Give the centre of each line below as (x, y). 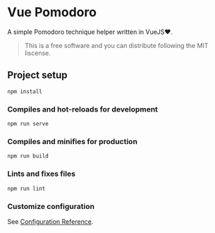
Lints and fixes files (42, 174)
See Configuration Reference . (50, 221)
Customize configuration (51, 206)
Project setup (38, 75)
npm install (25, 91)
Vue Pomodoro (52, 12)
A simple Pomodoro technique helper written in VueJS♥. (90, 32)
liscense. (37, 53)
